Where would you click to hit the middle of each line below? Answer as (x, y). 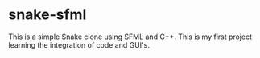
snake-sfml (47, 15)
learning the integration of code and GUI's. (79, 44)
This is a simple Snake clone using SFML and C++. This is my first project (130, 37)
